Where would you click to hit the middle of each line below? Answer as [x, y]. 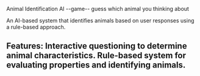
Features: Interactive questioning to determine [97, 46]
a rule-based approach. [36, 27]
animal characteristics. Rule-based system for [96, 56]
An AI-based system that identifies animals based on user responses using [100, 20]
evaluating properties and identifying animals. [96, 65]
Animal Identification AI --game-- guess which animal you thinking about [98, 9]
